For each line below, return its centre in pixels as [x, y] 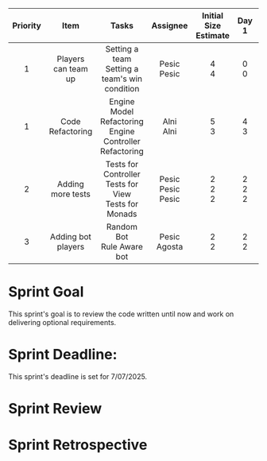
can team [71, 69]
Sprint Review [55, 409]
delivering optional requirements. [62, 322]
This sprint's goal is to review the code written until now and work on [121, 314]
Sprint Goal [46, 292]
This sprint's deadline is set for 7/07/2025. [78, 376]
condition [122, 89]
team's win [122, 79]
